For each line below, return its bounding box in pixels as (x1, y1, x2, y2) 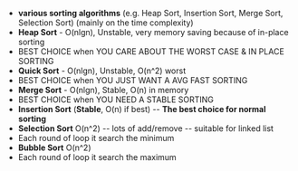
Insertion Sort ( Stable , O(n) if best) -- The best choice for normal (17, 104, 266, 114)
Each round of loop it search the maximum (17, 152, 177, 162)
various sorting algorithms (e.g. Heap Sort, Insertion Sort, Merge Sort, (17, 8, 284, 18)
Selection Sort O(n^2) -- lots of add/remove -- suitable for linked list (17, 123, 274, 134)
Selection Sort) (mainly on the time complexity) (17, 17, 194, 28)
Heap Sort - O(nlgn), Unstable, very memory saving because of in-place (17, 27, 289, 37)
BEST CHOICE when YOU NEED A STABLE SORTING (17, 94, 215, 105)
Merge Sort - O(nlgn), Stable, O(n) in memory (17, 85, 189, 95)
